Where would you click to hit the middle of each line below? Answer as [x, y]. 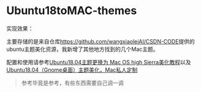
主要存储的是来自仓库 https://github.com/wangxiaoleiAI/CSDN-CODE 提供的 [100, 41]
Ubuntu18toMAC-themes [72, 11]
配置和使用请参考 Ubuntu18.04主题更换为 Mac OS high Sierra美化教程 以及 [99, 62]
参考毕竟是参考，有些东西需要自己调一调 [72, 83]
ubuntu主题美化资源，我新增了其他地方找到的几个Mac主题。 [82, 49]
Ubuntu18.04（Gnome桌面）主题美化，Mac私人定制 [72, 70]
